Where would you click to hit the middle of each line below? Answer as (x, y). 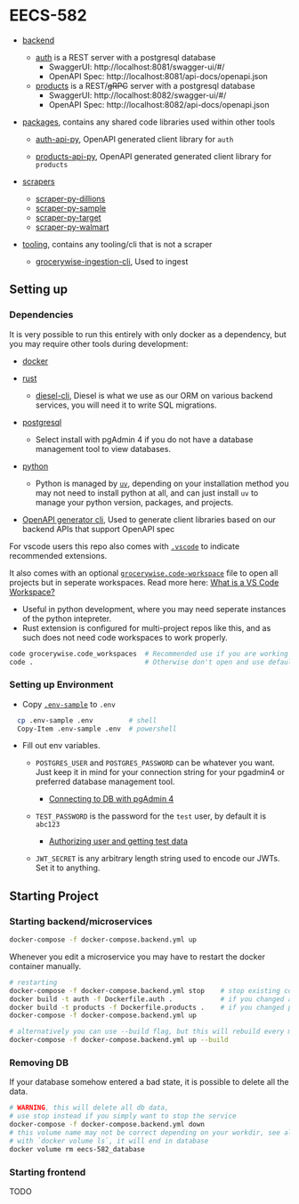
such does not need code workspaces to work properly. (125, 637)
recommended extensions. (58, 555)
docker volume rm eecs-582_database (77, 1149)
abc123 (48, 825)
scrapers (38, 181)
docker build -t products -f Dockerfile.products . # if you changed (147, 1007)
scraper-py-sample (71, 208)
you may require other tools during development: (99, 343)
